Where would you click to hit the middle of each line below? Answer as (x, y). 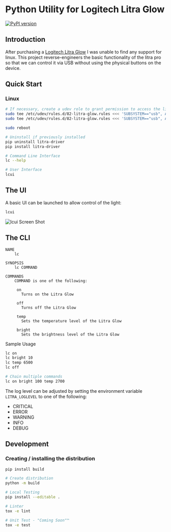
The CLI (18, 238)
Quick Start (24, 84)
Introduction (25, 40)
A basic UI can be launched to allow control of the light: (63, 202)
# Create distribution (29, 478)
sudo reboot (18, 128)
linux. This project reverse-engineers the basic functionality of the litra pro (83, 57)
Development (27, 444)
